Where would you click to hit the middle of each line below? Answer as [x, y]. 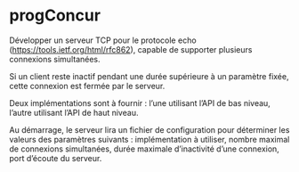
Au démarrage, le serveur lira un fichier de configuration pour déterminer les [149, 129]
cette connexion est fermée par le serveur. [87, 86]
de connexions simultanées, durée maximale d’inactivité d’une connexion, [145, 149]
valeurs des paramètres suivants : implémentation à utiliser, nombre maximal [149, 139]
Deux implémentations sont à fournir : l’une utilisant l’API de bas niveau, [140, 102]
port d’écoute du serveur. [56, 158]
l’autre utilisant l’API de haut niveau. [74, 112]
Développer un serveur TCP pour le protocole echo [103, 40]
